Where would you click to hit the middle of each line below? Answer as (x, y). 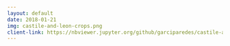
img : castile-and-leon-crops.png (55, 26)
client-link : (26, 32)
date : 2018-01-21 (32, 20)
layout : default (30, 13)
